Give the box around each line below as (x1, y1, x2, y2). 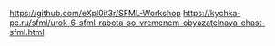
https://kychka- (183, 8, 241, 18)
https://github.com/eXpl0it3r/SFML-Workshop (9, 8, 182, 18)
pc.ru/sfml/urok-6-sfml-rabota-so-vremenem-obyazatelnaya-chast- (9, 17, 266, 28)
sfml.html (9, 27, 45, 37)
